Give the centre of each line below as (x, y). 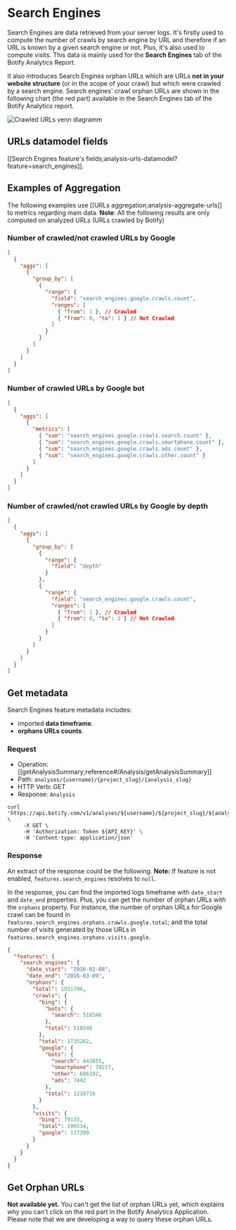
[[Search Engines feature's (46, 158)
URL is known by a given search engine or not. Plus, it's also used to (106, 47)
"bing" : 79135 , (60, 1120)
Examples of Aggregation (64, 188)
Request (22, 749)
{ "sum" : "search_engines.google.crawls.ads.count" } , (120, 449)
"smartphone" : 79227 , (83, 1068)
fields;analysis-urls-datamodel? (132, 158)
